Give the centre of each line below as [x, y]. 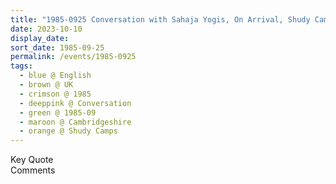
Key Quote [32, 160]
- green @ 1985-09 [58, 112]
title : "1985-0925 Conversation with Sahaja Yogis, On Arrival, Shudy [160, 19]
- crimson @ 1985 [55, 94]
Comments [33, 170]
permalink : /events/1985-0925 [73, 57]
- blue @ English [55, 76]
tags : [21, 66]
